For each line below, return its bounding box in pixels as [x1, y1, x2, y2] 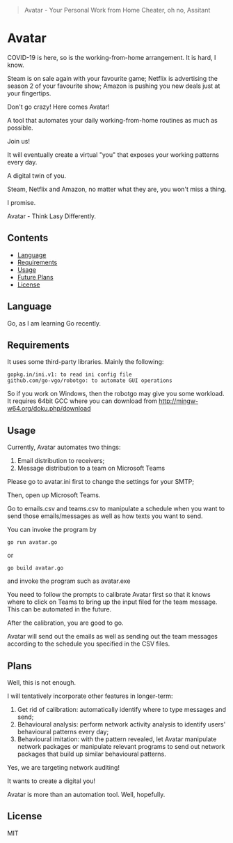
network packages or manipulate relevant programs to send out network [17, 743, 225, 750]
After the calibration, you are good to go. [7, 618, 124, 627]
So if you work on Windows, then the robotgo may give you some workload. [7, 390, 225, 398]
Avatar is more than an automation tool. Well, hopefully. [7, 791, 166, 798]
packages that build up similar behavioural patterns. [17, 750, 167, 758]
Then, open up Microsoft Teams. [7, 491, 101, 499]
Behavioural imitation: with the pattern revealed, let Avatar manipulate [17, 735, 217, 743]
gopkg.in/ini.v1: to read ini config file [7, 371, 132, 379]
